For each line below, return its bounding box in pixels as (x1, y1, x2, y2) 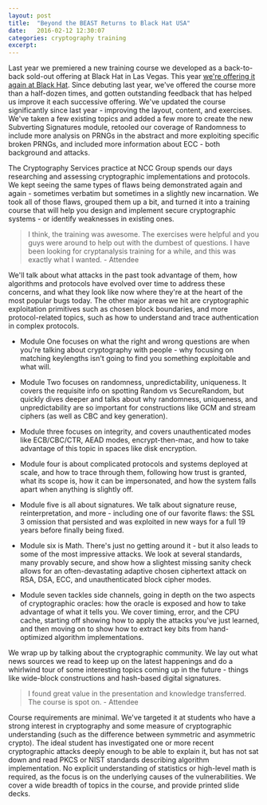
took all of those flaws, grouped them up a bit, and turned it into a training (8, 197, 250, 207)
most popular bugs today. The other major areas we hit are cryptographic (8, 296, 249, 305)
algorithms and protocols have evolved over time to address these (8, 279, 226, 289)
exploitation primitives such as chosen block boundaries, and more (8, 304, 229, 314)
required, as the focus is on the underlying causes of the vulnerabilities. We (8, 772, 257, 782)
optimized (19, 633, 53, 642)
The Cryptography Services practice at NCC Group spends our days (8, 163, 233, 173)
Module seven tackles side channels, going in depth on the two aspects (19, 591, 256, 600)
